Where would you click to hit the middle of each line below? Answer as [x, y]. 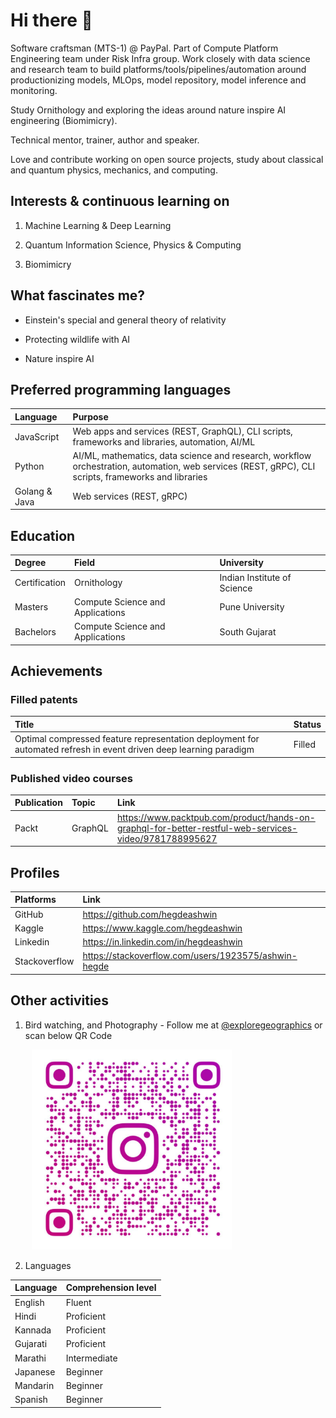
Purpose [90, 416]
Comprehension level [111, 1288]
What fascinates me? [78, 295]
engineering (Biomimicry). [64, 120]
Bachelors [35, 631]
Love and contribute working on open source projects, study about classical [167, 159]
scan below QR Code [68, 1035]
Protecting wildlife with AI [77, 339]
